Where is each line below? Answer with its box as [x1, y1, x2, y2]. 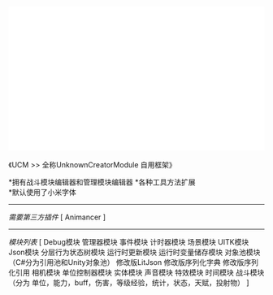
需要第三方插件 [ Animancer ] [8, 212, 106, 222]
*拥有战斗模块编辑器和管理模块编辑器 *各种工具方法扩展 [8, 177, 196, 187]
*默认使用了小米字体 [8, 187, 77, 197]
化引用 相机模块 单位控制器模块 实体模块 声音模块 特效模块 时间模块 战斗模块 [8, 267, 265, 277]
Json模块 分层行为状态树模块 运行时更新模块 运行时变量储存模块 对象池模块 [8, 247, 261, 257]
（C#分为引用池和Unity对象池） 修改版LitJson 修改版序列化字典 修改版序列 [8, 257, 258, 267]
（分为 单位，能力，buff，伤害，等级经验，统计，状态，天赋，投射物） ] [8, 277, 249, 287]
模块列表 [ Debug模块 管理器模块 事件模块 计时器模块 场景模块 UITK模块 [8, 236, 249, 246]
